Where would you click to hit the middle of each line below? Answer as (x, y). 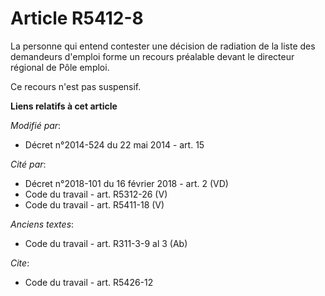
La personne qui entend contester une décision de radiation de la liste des (163, 46)
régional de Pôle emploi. (60, 67)
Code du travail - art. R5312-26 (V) (96, 194)
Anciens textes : (42, 224)
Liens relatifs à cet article (64, 106)
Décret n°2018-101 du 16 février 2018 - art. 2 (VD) (126, 183)
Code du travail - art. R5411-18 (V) (94, 204)
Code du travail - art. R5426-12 (89, 282)
